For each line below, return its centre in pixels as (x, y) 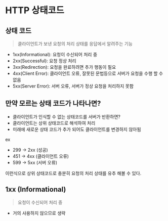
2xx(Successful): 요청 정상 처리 (45, 61)
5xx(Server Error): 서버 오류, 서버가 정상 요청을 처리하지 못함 (73, 86)
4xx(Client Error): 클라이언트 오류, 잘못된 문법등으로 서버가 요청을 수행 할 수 (88, 73)
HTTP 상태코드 (35, 10)
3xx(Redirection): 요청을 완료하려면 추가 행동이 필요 (64, 67)
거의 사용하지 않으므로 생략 (39, 213)
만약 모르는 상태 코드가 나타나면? (53, 103)
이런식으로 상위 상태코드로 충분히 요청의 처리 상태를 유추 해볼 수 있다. (73, 173)
